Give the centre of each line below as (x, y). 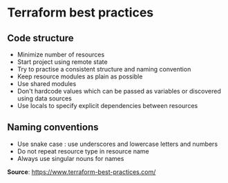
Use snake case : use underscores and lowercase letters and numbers (117, 144)
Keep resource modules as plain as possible (80, 76)
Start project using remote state (63, 62)
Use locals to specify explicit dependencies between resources (107, 106)
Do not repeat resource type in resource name (83, 151)
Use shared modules (47, 84)
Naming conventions (53, 128)
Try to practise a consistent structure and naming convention (104, 69)
